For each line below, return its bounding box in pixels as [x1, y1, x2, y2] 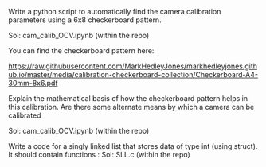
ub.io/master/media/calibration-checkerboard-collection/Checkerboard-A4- [8, 70, 259, 79]
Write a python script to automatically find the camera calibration [8, 7, 221, 16]
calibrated [8, 111, 41, 120]
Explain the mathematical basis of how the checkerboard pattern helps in [8, 94, 248, 103]
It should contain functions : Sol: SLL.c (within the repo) [8, 150, 191, 159]
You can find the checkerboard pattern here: [8, 46, 155, 55]
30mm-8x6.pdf [8, 79, 58, 87]
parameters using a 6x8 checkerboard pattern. [8, 15, 162, 25]
